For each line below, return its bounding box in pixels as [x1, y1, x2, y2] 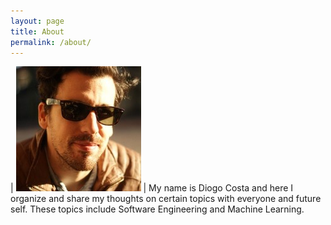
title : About [10, 26, 65, 37]
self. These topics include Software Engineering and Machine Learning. [10, 203, 305, 215]
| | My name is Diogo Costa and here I [10, 182, 294, 194]
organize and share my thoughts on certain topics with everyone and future [10, 193, 322, 205]
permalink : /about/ [10, 37, 92, 47]
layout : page [10, 16, 65, 26]
